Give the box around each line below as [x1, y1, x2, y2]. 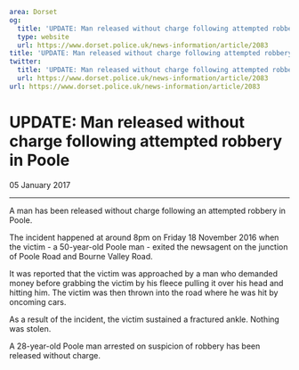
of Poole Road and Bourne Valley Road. [9, 251, 153, 261]
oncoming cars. [9, 296, 67, 307]
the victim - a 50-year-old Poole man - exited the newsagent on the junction [9, 241, 288, 252]
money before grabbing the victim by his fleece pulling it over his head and [9, 277, 284, 288]
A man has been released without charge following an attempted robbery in [9, 205, 287, 216]
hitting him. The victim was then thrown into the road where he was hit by [9, 287, 279, 298]
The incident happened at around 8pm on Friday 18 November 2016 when [9, 232, 279, 243]
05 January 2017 [9, 179, 71, 190]
